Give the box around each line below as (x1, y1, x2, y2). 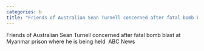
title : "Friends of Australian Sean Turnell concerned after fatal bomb (6, 15, 194, 21)
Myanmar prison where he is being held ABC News (6, 38, 135, 45)
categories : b (6, 8, 42, 15)
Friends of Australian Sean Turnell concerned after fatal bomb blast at (6, 31, 181, 38)
